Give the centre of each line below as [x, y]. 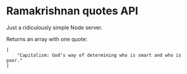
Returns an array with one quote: [47, 39]
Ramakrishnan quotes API [72, 11]
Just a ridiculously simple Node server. [54, 27]
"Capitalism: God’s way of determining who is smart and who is [99, 55]
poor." [14, 60]
